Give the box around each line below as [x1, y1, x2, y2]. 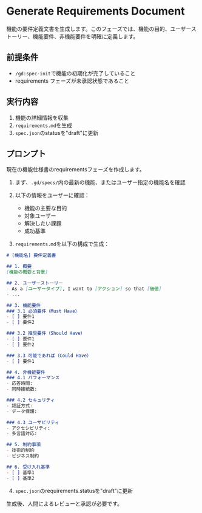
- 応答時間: [6, 380, 33, 387]
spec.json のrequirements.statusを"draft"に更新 [15, 487, 133, 494]
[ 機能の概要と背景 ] [6, 269, 49, 275]
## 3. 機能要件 [6, 302, 41, 308]
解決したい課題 [24, 220, 62, 227]
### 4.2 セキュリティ [6, 397, 55, 403]
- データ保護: [6, 408, 38, 415]
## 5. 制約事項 [6, 442, 41, 448]
